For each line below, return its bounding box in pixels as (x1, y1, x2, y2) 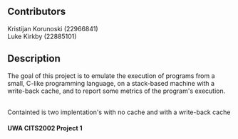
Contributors (7, 6, 66, 18)
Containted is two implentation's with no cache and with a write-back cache (7, 108, 231, 116)
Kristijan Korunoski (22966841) (7, 24, 98, 33)
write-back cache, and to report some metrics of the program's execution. (7, 87, 226, 95)
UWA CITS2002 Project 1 (7, 124, 83, 133)
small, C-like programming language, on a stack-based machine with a (7, 79, 215, 87)
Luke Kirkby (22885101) (7, 32, 77, 40)
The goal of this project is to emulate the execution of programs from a (7, 71, 215, 80)
